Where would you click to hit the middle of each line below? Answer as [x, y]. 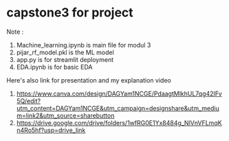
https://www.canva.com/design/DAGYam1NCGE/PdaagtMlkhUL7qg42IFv [119, 94]
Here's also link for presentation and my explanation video [89, 80]
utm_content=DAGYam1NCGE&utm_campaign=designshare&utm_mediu [118, 108]
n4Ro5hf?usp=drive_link [51, 130]
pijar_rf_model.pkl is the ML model [65, 52]
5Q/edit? [29, 100]
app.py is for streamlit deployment [65, 59]
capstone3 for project [70, 13]
